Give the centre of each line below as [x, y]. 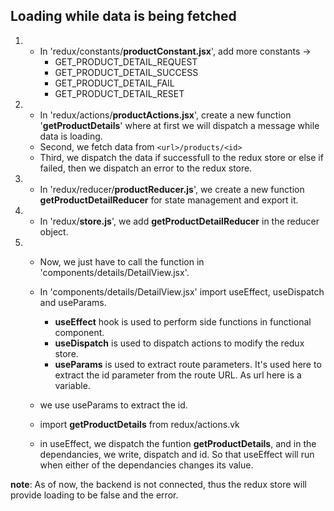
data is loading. [71, 136]
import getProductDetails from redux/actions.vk [139, 424]
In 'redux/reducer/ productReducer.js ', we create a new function [172, 189]
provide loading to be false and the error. [94, 495]
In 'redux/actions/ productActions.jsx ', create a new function [165, 115]
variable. [72, 385]
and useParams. [73, 302]
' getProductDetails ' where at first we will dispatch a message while [179, 125]
